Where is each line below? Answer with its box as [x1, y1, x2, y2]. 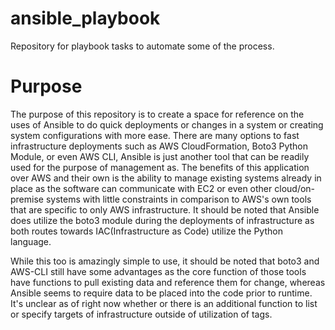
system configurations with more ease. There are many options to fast [10, 129, 300, 141]
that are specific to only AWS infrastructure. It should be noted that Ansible [10, 203, 320, 216]
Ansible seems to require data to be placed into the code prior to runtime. [10, 287, 313, 299]
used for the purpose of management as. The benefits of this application [10, 161, 310, 173]
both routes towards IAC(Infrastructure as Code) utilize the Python [10, 225, 283, 237]
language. [10, 235, 52, 247]
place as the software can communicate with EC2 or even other [10, 182, 273, 194]
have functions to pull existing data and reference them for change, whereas [10, 276, 326, 288]
